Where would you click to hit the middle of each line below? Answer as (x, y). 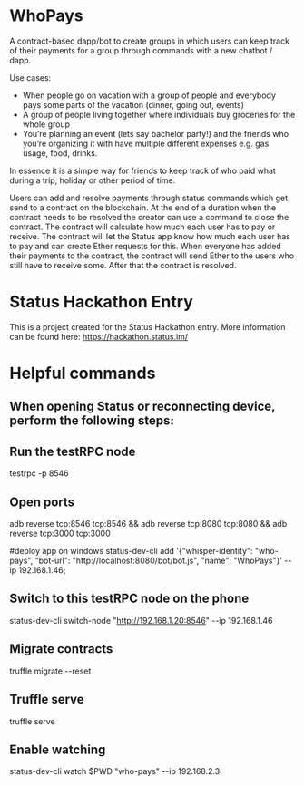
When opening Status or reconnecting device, (142, 407)
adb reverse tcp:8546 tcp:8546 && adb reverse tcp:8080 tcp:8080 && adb (148, 524)
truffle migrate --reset (50, 671)
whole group (46, 124)
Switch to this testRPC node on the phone (129, 599)
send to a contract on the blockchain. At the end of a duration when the (143, 207)
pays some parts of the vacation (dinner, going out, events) (133, 104)
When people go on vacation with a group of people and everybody (149, 95)
